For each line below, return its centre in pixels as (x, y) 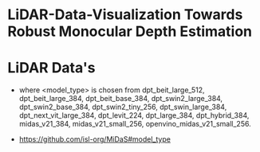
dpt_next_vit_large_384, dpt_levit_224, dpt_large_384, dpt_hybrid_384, (134, 115)
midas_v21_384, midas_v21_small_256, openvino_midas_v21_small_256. (135, 124)
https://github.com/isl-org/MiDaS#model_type (95, 139)
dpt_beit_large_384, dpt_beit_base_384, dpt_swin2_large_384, (121, 99)
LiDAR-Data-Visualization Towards (125, 15)
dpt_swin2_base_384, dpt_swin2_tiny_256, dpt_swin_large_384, (123, 107)
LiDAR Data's (51, 68)
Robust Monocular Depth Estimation (130, 31)
